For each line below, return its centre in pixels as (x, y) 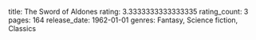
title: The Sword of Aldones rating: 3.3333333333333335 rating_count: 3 (128, 12)
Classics (22, 28)
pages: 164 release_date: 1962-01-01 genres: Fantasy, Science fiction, (123, 20)
